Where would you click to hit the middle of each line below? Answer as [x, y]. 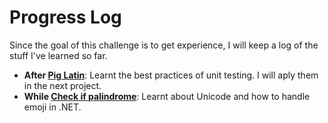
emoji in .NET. [52, 107]
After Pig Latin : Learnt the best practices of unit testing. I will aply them [171, 75]
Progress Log [65, 17]
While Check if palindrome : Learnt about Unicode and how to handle [167, 96]
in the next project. [62, 85]
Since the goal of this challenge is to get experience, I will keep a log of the [164, 45]
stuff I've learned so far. [58, 55]
